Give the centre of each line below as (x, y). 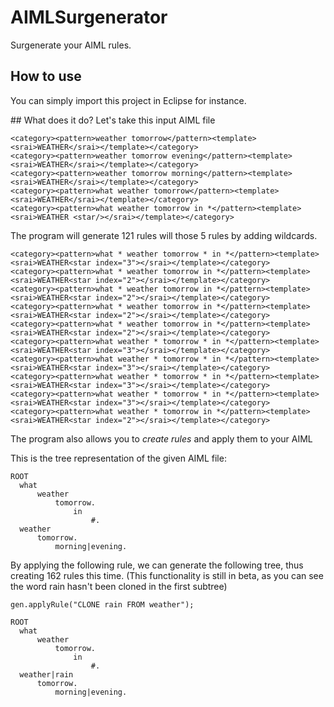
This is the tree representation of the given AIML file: (118, 458)
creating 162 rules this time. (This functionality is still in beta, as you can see (167, 575)
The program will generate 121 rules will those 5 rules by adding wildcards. (164, 235)
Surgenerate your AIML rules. (71, 45)
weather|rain (46, 674)
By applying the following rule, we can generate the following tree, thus (157, 565)
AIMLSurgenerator (89, 17)
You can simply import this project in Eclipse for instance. (128, 100)
